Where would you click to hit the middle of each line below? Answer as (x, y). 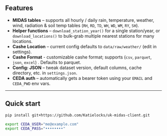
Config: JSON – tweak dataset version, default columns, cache (77, 68)
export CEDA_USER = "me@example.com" (42, 124)
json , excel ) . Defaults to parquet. (46, 62)
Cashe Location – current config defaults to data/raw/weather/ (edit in (84, 46)
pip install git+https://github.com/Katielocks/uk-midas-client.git (78, 115)
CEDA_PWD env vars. (31, 83)
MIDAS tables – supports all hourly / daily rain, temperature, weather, (83, 20)
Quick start (23, 104)
